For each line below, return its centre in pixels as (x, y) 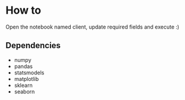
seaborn (24, 91)
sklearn (23, 85)
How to (23, 10)
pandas (23, 66)
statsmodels (29, 73)
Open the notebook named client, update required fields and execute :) (93, 27)
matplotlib (26, 79)
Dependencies (33, 46)
